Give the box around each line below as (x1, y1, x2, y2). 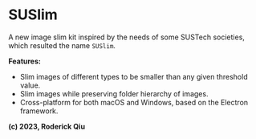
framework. (19, 106, 59, 116)
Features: (8, 56, 42, 66)
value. (19, 80, 41, 90)
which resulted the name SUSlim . (8, 40, 116, 50)
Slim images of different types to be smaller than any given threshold (19, 72, 248, 81)
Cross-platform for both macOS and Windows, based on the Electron (19, 97, 249, 107)
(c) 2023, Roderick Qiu (8, 121, 86, 131)
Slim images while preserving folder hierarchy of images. (19, 88, 209, 98)
